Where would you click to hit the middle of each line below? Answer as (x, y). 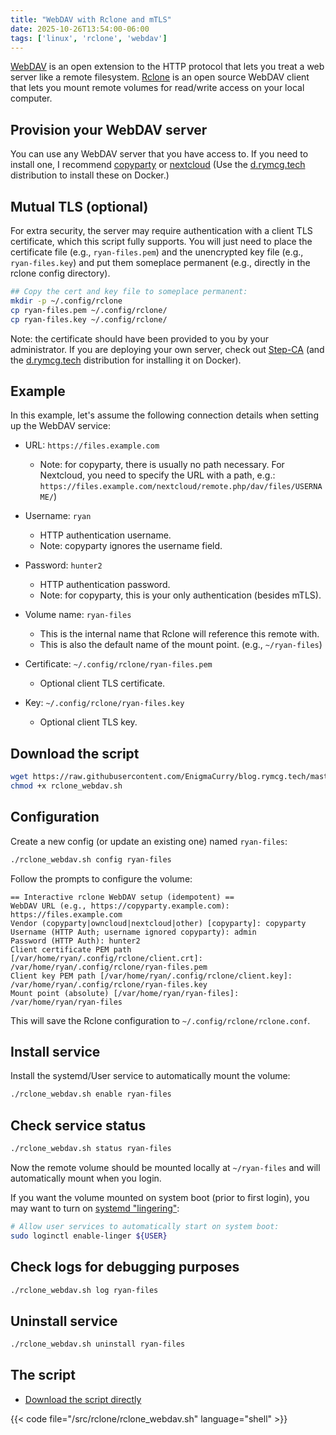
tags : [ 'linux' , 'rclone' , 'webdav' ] (89, 38)
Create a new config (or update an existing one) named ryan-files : (149, 841)
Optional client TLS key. (88, 722)
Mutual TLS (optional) (79, 206)
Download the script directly (83, 1399)
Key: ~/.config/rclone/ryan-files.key (104, 703)
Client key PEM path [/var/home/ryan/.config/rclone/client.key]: (151, 976)
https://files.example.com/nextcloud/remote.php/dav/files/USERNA (181, 487)
